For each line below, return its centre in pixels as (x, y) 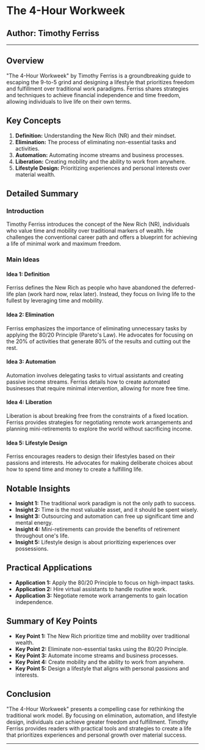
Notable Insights (38, 488)
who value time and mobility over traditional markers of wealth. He (90, 231)
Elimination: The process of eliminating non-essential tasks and (95, 142)
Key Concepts (34, 121)
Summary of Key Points (52, 621)
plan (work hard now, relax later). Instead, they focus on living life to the (105, 294)
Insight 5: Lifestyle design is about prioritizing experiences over (95, 542)
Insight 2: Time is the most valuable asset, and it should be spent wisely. (106, 510)
